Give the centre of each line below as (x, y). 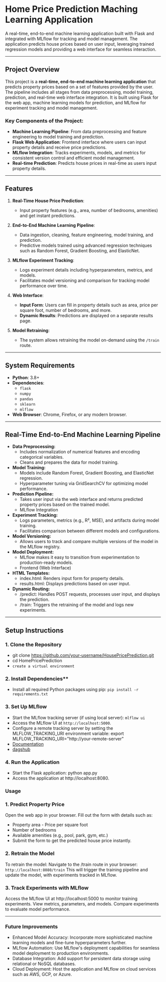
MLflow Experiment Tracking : (43, 260)
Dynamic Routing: (31, 589)
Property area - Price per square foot (50, 825)
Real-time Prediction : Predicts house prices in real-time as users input (84, 163)
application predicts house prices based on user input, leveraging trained (80, 44)
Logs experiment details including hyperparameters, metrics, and (86, 270)
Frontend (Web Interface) (45, 568)
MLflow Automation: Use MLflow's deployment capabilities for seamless (86, 948)
